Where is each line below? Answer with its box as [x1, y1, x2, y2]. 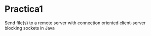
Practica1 [4, 3, 43, 15]
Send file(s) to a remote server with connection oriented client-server [4, 20, 146, 26]
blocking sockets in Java [4, 25, 55, 31]
